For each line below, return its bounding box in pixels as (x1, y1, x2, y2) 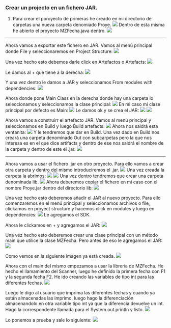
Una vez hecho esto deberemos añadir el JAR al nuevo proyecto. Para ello (5, 195, 161, 201)
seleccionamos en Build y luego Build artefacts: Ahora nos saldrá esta (5, 123, 158, 129)
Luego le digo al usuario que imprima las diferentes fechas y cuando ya (5, 290, 155, 296)
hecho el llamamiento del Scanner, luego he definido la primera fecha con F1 (5, 268, 165, 275)
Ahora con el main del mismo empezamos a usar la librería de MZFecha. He (5, 263, 164, 269)
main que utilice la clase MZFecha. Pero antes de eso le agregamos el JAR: (5, 237, 163, 243)
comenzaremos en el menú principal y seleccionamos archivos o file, (5, 200, 150, 206)
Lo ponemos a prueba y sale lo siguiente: (5, 317, 92, 323)
